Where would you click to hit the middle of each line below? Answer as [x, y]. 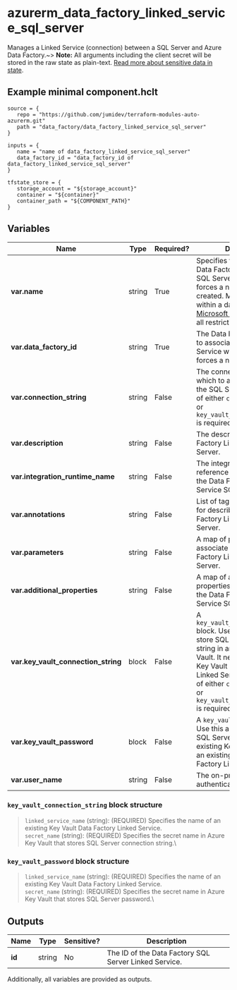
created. [210, 295]
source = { [23, 108]
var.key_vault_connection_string [66, 661]
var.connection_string [49, 397]
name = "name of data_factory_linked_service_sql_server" [104, 152]
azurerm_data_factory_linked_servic [116, 13]
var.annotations [38, 514]
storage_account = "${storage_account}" [77, 188]
